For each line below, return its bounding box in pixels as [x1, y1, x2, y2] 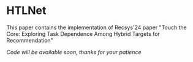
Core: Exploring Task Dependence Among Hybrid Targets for [6, 30, 161, 37]
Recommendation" [6, 36, 53, 44]
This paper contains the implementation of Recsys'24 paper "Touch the [6, 24, 187, 31]
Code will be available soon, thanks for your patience [6, 48, 142, 55]
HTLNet [6, 4, 47, 18]
